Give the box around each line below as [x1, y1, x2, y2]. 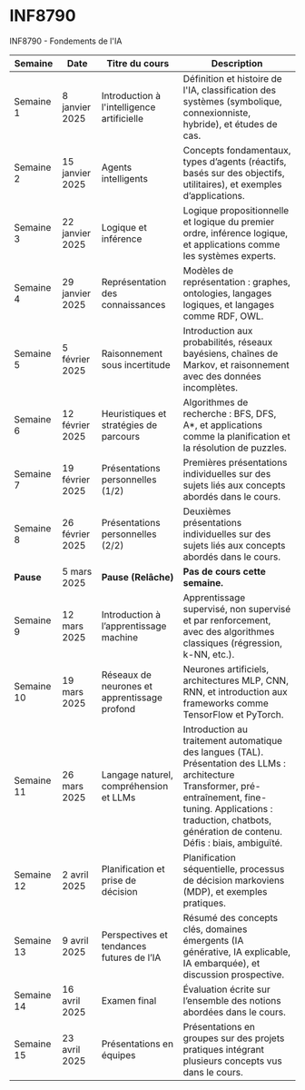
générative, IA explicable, [182, 946, 291, 958]
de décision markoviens [182, 874, 285, 887]
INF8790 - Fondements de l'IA [9, 35, 123, 46]
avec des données [182, 370, 261, 382]
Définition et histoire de [182, 72, 283, 84]
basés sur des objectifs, [182, 166, 285, 179]
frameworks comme [182, 697, 270, 709]
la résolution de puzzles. [182, 441, 288, 454]
